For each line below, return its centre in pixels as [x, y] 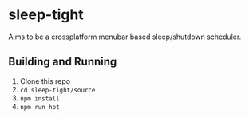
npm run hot [40, 107]
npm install [40, 98]
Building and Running [63, 62]
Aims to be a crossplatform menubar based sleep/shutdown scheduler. [125, 37]
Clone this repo [45, 81]
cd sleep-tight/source [57, 90]
